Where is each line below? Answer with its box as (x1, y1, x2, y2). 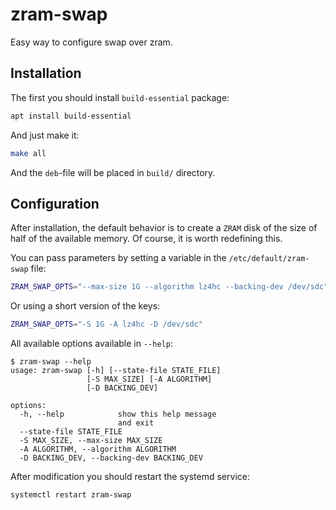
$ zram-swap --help (10, 357, 92, 367)
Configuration (10, 195, 100, 212)
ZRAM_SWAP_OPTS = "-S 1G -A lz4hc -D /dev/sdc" (10, 319, 203, 330)
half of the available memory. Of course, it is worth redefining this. (10, 233, 283, 245)
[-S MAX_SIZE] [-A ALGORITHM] (86, 374, 213, 385)
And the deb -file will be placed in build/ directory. (10, 166, 216, 178)
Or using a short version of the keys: (10, 300, 161, 312)
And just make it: (10, 129, 80, 141)
